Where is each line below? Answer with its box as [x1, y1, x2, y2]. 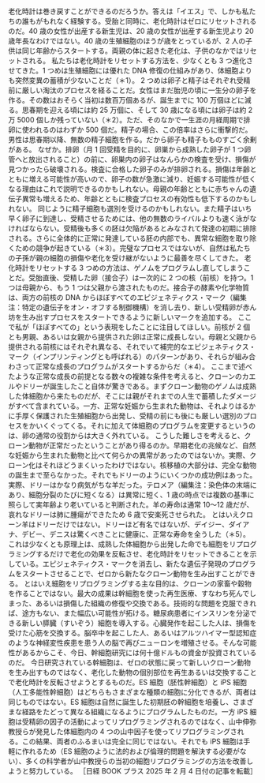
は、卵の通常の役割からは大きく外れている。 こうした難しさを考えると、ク [8, 430, 252, 440]
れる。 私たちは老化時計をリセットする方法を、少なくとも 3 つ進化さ [28, 55, 254, 65]
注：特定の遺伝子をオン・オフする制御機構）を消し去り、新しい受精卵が [8, 302, 243, 312]
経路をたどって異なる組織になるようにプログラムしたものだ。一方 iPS [21, 706, 248, 716]
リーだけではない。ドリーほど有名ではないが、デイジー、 [42, 519, 229, 529]
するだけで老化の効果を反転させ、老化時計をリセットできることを [35, 549, 250, 558]
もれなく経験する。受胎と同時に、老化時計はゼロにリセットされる [42, 16, 257, 25]
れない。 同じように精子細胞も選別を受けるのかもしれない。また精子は [8, 204, 238, 213]
